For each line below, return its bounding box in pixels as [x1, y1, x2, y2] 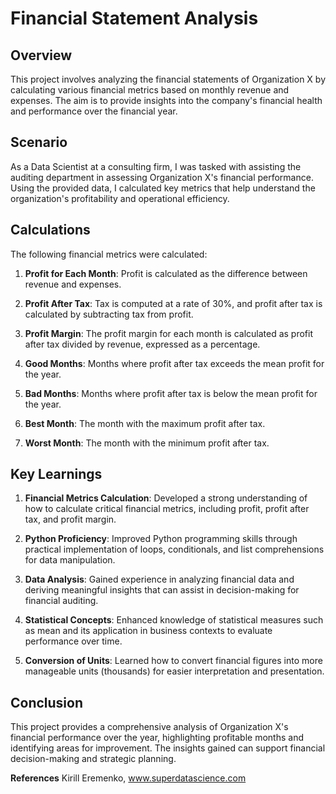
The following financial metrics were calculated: [10, 248, 208, 260]
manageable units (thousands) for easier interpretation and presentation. [24, 665, 325, 677]
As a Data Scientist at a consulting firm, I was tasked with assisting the [10, 160, 302, 172]
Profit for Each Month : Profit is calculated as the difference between [24, 267, 308, 279]
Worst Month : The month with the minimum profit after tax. [24, 437, 270, 449]
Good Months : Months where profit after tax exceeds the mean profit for [24, 357, 325, 369]
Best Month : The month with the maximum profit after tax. [24, 417, 266, 429]
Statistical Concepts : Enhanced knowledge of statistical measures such [24, 614, 324, 626]
